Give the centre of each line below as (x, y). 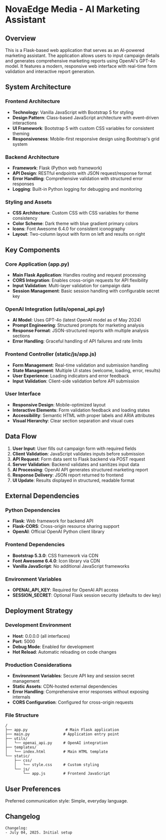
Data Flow (21, 436)
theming (21, 133)
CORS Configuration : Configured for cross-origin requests (73, 702)
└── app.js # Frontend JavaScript (67, 774)
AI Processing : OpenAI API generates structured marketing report (80, 469)
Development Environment (38, 625)
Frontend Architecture (33, 101)
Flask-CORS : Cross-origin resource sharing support (66, 526)
